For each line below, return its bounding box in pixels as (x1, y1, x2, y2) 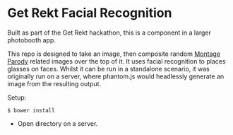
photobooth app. (7, 35, 56, 44)
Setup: (7, 93, 27, 102)
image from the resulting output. (7, 79, 101, 88)
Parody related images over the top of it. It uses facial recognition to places (7, 57, 226, 65)
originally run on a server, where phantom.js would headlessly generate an (7, 72, 225, 81)
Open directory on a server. (17, 119, 98, 128)
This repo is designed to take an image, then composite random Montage (7, 49, 221, 58)
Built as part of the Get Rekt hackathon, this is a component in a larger (7, 28, 212, 37)
